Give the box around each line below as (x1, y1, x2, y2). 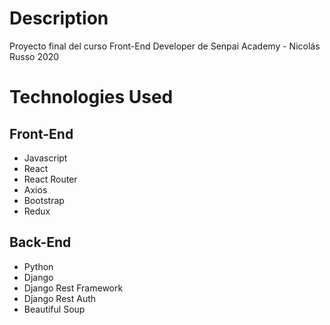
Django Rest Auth (23, 292, 97, 304)
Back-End (9, 234, 72, 251)
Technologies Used (9, 86, 174, 109)
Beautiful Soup (23, 303, 86, 315)
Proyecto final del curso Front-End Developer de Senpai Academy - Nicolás (9, 40, 321, 52)
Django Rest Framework (23, 282, 124, 294)
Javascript (23, 152, 68, 164)
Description (9, 7, 109, 30)
